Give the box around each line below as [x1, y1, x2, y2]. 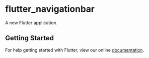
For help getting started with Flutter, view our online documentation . [5, 47, 144, 53]
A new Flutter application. [5, 20, 58, 26]
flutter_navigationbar [5, 3, 95, 15]
